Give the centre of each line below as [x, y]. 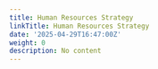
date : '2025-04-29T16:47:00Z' [66, 34]
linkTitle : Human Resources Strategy [79, 26]
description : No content [55, 51]
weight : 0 [28, 43]
